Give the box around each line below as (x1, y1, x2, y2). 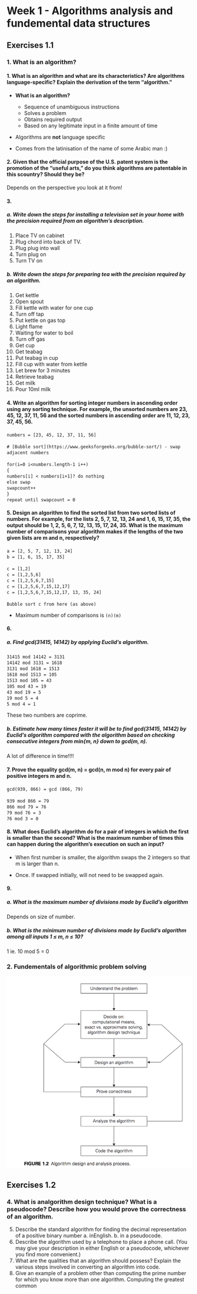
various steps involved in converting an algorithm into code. (15, 1263, 161, 1270)
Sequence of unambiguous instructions (24, 103, 120, 110)
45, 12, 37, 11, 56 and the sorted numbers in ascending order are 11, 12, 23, (6, 412, 190, 419)
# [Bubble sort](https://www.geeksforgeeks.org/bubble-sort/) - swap (6, 444, 181, 449)
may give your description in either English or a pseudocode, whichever (15, 1244, 189, 1252)
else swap (6, 479, 31, 485)
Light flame (15, 323, 43, 330)
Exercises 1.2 (6, 1180, 56, 1190)
